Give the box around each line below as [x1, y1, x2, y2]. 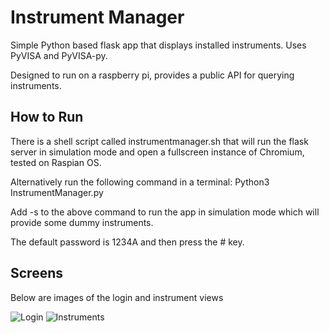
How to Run [10, 109, 84, 126]
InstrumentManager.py [10, 186, 104, 198]
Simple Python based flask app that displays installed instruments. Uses [10, 39, 307, 51]
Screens [10, 265, 63, 282]
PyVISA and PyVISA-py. [10, 49, 108, 61]
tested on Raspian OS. [10, 156, 102, 168]
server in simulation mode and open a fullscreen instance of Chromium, [10, 146, 305, 158]
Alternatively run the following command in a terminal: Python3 [10, 176, 270, 188]
